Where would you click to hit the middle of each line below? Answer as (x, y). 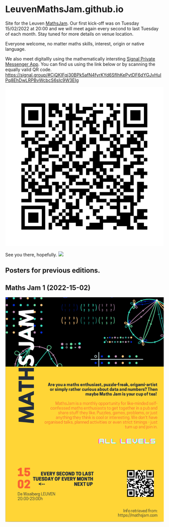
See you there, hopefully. (31, 254)
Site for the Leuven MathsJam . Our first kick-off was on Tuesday (72, 23)
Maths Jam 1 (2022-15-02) (48, 287)
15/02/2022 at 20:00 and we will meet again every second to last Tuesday (82, 28)
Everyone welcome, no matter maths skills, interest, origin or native (75, 43)
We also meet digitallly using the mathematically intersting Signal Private (80, 58)
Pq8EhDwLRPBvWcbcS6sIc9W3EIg (42, 80)
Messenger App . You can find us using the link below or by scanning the (80, 64)
